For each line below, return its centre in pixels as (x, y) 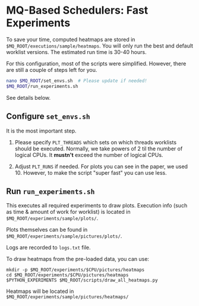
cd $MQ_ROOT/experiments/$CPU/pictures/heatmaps (67, 275)
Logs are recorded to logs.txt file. (48, 248)
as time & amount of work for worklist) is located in (68, 212)
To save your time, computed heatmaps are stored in (71, 39)
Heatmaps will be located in (40, 291)
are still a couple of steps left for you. (52, 70)
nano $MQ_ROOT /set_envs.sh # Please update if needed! (77, 81)
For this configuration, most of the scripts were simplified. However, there (96, 64)
